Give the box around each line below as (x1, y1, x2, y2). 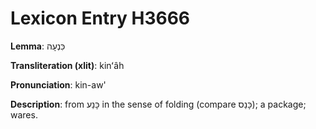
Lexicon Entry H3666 (10, 7, 191, 30)
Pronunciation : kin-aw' (10, 78, 107, 91)
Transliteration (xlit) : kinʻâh (10, 59, 125, 71)
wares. (10, 108, 38, 121)
